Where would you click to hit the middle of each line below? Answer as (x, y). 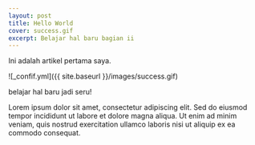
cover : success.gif (41, 30)
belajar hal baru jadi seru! (50, 92)
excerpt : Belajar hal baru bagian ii (71, 38)
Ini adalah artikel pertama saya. (60, 61)
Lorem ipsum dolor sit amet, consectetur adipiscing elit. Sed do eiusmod (128, 107)
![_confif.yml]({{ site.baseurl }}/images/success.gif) (93, 76)
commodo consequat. (45, 133)
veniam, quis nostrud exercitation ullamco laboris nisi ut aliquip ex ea (122, 124)
